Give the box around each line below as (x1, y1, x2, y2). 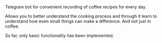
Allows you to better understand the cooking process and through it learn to (5, 13, 157, 19)
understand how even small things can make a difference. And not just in (5, 19, 151, 24)
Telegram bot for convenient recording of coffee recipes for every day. (5, 4, 147, 10)
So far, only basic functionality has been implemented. (5, 33, 114, 38)
